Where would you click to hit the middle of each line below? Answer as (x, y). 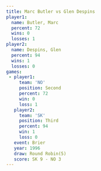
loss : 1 (28, 104)
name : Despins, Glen (36, 50)
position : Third (39, 121)
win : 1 (27, 132)
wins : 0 (21, 33)
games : (14, 72)
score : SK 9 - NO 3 (37, 159)
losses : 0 (23, 66)
